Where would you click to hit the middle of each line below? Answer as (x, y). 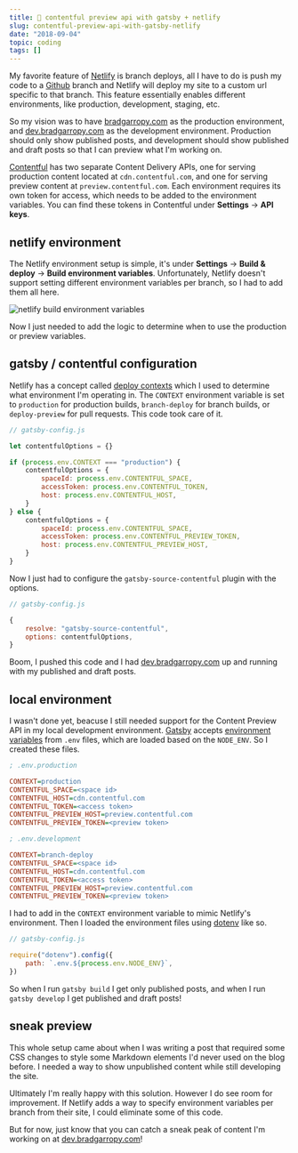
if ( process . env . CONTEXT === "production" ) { (95, 462)
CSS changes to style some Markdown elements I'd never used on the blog (147, 1057)
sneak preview (51, 1026)
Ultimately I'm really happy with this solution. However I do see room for (141, 1093)
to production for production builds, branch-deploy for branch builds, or (140, 404)
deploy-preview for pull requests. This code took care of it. (117, 414)
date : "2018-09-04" (45, 34)
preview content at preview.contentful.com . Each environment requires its (145, 186)
